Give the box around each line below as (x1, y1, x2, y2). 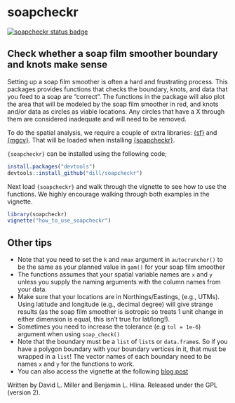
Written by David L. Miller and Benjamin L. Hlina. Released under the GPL (7, 381, 218, 390)
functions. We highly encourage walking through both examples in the (7, 190, 210, 198)
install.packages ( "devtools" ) (7, 163, 96, 170)
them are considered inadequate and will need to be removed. (7, 114, 187, 123)
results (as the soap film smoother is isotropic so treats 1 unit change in (17, 308, 224, 316)
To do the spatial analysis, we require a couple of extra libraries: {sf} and (7, 128, 217, 137)
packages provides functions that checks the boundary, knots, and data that (7, 85, 228, 93)
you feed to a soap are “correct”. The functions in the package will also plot (7, 92, 225, 100)
